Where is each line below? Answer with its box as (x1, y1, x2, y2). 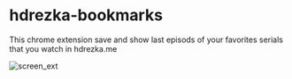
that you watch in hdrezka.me (9, 43, 118, 54)
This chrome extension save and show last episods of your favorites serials (9, 34, 284, 45)
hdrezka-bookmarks (9, 5, 164, 25)
